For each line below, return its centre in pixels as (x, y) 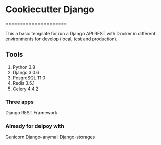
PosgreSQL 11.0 (29, 78)
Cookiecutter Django (50, 9)
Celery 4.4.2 (26, 89)
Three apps (20, 102)
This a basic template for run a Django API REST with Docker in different (80, 33)
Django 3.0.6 (26, 72)
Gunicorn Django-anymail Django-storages (50, 137)
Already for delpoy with (35, 126)
